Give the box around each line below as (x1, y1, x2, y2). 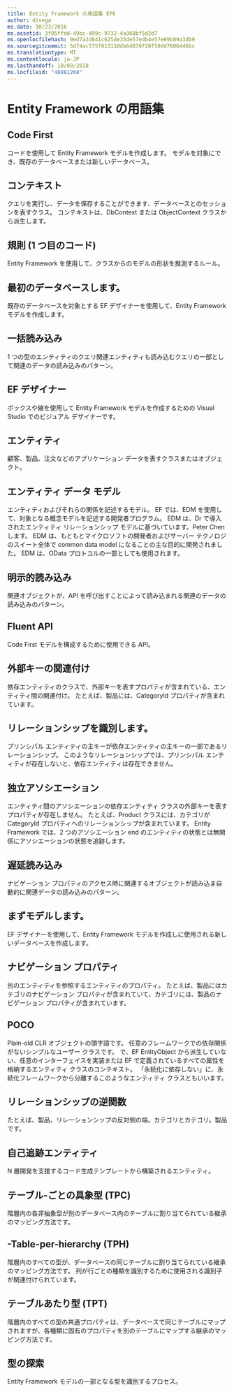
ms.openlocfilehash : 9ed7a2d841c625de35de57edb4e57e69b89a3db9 (7, 36, 196, 43)
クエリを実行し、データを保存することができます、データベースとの (7, 200, 203, 208)
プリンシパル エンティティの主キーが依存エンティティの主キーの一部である (7, 742, 222, 751)
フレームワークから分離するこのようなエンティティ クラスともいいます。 (19, 1074, 228, 1082)
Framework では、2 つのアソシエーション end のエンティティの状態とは (7, 828, 214, 837)
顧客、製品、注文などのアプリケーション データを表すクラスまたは (7, 455, 198, 463)
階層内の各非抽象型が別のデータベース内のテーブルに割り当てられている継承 (7, 1209, 227, 1217)
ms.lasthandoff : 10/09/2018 (7, 62, 89, 69)
